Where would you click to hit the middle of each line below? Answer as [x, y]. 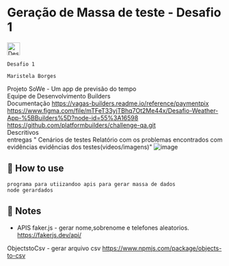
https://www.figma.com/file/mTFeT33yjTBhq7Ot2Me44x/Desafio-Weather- [113, 110]
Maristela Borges [32, 76]
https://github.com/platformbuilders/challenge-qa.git [81, 125]
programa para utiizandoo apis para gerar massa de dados [91, 184]
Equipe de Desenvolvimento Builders [59, 96]
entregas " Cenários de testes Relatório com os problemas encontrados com [115, 139]
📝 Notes [24, 211]
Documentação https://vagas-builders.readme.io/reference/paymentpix [108, 103]
